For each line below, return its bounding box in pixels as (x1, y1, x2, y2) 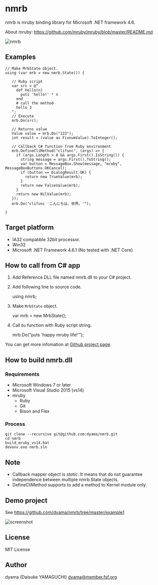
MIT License (5, 546, 31, 552)
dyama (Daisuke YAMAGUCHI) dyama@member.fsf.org (5, 574, 117, 580)
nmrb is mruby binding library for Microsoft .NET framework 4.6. (5, 19, 135, 25)
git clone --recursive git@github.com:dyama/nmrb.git (5, 432, 118, 437)
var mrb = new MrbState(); (12, 313, 66, 319)
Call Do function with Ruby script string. (12, 322, 92, 328)
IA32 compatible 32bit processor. (12, 236, 80, 243)
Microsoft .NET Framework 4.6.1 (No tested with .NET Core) (12, 247, 133, 253)
